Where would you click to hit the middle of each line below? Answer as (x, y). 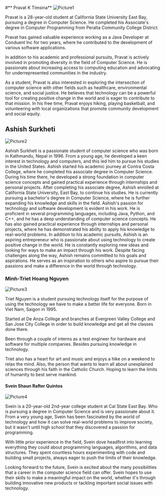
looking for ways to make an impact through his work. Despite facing (75, 250)
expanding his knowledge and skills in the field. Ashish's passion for (74, 203)
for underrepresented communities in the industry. (56, 73)
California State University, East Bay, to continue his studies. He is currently (82, 193)
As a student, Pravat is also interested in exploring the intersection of (75, 82)
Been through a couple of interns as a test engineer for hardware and (75, 339)
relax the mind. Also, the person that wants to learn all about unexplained (79, 364)
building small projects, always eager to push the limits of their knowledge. (81, 458)
